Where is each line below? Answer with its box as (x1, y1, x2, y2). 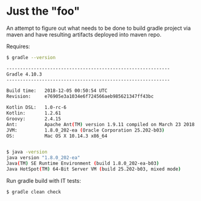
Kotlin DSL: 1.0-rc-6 (6, 105, 67, 111)
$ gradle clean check (6, 189, 62, 195)
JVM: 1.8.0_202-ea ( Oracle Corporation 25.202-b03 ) (6, 127, 165, 133)
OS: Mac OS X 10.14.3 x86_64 (6, 133, 108, 139)
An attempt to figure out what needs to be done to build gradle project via (6, 24, 191, 32)
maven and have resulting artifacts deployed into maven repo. (6, 30, 161, 38)
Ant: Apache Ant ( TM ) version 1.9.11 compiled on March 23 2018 (6, 121, 195, 127)
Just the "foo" (6, 4, 80, 18)
